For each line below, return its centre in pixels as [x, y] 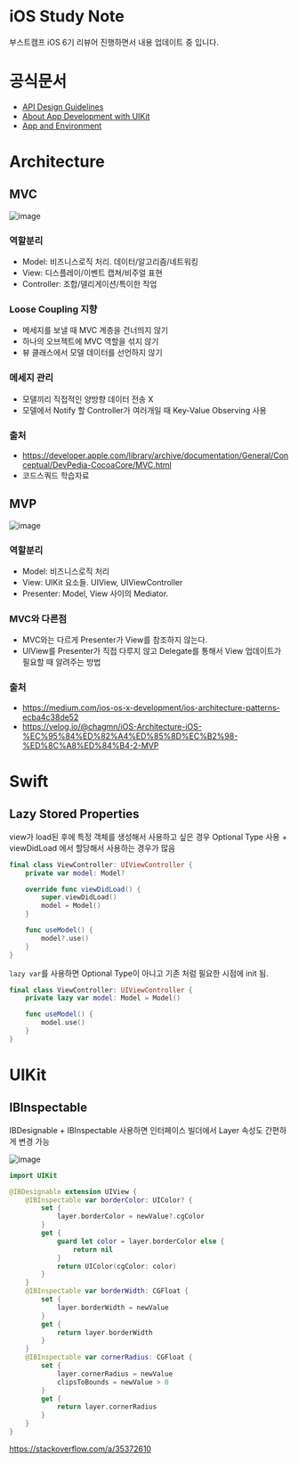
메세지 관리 [32, 378]
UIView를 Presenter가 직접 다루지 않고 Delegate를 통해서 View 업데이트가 [152, 651]
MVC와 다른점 [38, 619]
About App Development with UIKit [86, 116]
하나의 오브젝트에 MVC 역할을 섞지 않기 [90, 341]
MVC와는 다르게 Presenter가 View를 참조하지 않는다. [115, 640]
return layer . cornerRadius [107, 1407]
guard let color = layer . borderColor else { [141, 1241]
